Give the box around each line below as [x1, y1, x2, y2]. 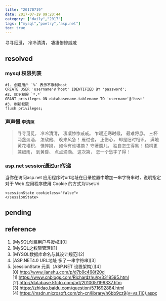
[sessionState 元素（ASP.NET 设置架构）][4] [12, 263, 101, 269]
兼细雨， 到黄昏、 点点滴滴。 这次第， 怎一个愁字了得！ [17, 149, 131, 155]
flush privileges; [5, 106, 43, 111]
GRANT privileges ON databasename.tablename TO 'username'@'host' [5, 96, 145, 101]
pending [5, 208, 32, 217]
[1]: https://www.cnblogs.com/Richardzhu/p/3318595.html [12, 274, 129, 280]
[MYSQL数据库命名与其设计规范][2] [12, 251, 85, 257]
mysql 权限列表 [5, 70, 42, 77]
